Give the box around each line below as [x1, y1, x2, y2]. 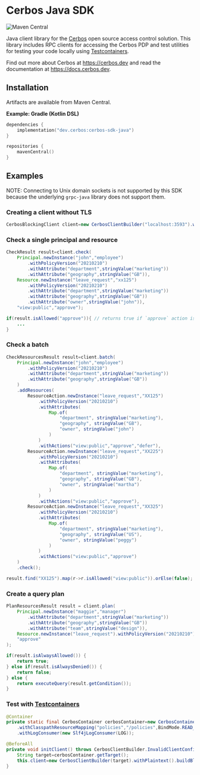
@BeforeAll [6, 741, 33, 747]
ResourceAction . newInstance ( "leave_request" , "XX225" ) [27, 448, 164, 454]
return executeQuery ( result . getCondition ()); [17, 680, 132, 686]
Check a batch [6, 340, 49, 349]
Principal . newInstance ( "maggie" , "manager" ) [17, 609, 127, 615]
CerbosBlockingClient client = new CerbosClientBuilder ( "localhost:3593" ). [6, 222, 193, 228]
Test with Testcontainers [6, 700, 80, 708]
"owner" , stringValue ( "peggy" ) [59, 537, 137, 543]
